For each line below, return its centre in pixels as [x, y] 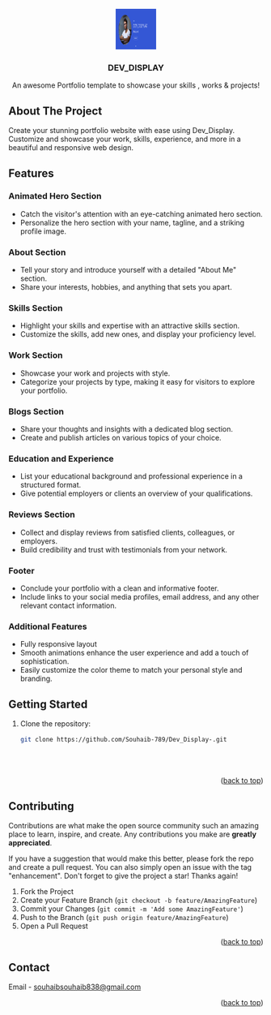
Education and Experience [61, 458]
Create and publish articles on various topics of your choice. [121, 437]
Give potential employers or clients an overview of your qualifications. [136, 493]
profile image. [43, 231]
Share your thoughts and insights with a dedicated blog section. [126, 428]
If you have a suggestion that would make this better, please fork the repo [131, 858]
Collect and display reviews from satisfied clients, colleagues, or [127, 532]
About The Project [55, 111]
